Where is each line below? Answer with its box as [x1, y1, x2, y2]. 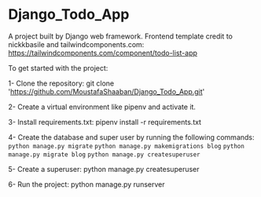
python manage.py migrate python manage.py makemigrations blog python [8, 142, 245, 150]
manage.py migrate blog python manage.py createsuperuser [8, 151, 200, 159]
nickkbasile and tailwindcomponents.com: [8, 39, 145, 49]
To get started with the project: [8, 63, 108, 72]
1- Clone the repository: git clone [8, 78, 115, 88]
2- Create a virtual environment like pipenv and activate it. [8, 102, 197, 111]
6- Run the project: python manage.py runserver [8, 179, 165, 189]
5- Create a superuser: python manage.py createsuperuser [8, 164, 200, 173]
